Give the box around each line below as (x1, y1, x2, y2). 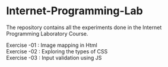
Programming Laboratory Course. (6, 30, 88, 37)
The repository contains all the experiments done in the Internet (6, 24, 162, 31)
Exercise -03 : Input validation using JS (6, 54, 102, 61)
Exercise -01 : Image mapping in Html (6, 42, 98, 49)
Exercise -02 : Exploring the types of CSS (6, 47, 108, 55)
